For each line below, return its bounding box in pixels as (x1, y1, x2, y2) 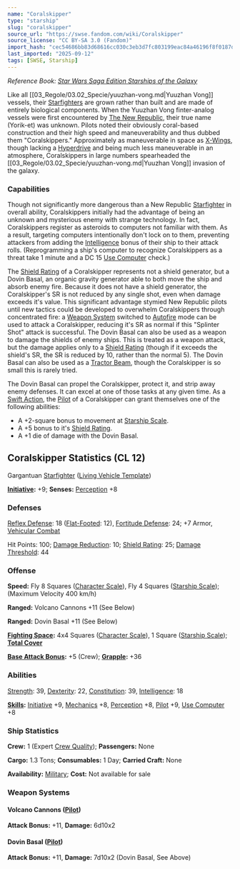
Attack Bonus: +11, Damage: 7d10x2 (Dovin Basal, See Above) (7, 853, 191, 862)
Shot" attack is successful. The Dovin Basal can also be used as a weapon (7, 328, 226, 336)
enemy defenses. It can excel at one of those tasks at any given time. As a (7, 387, 226, 396)
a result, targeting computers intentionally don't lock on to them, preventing (7, 231, 230, 239)
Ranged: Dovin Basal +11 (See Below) (7, 617, 118, 626)
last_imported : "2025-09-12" (7, 51, 94, 58)
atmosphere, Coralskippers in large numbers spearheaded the (7, 151, 191, 159)
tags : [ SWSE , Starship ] (7, 57, 79, 64)
